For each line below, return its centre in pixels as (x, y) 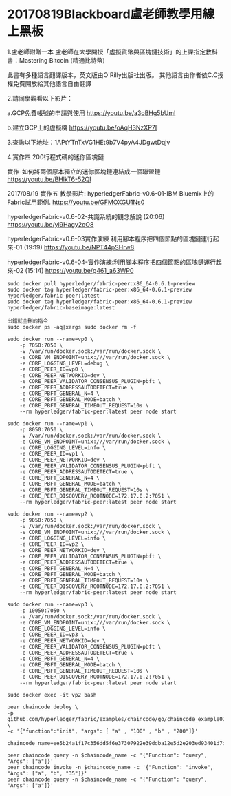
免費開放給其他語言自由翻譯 (52, 83)
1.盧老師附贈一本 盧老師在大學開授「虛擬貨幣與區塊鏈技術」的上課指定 (107, 52)
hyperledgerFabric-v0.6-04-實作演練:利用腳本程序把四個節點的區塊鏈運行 (112, 262)
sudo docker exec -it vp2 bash (52, 695)
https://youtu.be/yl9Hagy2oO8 (51, 224)
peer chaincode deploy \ (43, 707)
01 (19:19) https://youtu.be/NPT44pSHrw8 (75, 247)
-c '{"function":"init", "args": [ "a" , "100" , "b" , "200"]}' (102, 731)
